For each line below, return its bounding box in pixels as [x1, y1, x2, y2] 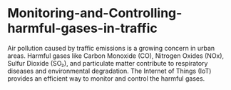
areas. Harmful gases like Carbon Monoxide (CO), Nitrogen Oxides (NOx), [7, 51, 225, 60]
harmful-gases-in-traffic [7, 20, 158, 36]
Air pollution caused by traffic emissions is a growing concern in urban [7, 44, 215, 52]
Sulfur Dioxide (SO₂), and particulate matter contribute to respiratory [7, 59, 208, 67]
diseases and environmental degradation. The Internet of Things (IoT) [7, 66, 212, 75]
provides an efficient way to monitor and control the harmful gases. [7, 74, 205, 83]
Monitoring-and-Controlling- [7, 5, 183, 21]
